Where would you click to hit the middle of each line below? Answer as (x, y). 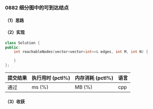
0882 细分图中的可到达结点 (37, 7)
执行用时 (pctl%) (51, 78)
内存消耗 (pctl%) (94, 78)
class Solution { (23, 43)
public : (13, 47)
